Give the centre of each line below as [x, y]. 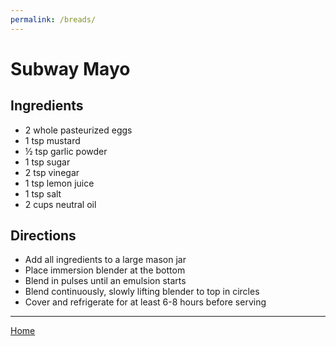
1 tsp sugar [47, 162]
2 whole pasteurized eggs [78, 130]
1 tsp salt [43, 193]
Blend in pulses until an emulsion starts [105, 281]
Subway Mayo [70, 68]
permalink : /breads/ [53, 19]
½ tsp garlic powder [66, 151]
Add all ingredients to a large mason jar [105, 260]
